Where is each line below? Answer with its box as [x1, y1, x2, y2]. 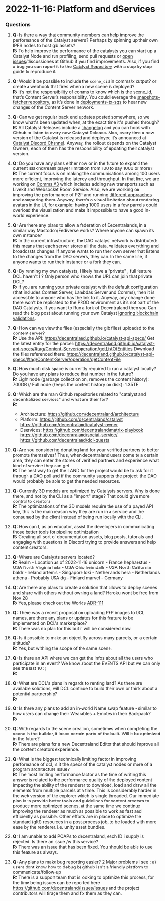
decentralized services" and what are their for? [12, 397, 108, 402]
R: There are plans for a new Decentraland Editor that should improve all [12, 741, 159, 747]
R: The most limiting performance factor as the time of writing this [12, 772, 146, 778]
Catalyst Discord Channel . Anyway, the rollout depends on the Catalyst [12, 140, 157, 146]
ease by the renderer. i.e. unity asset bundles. [12, 824, 106, 830]
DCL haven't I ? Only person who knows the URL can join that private [12, 273, 153, 279]
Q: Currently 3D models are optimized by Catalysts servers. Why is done [12, 488, 160, 494]
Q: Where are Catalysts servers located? [12, 554, 95, 560]
